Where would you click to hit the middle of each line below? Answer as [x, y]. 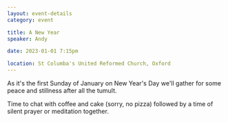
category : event [30, 20]
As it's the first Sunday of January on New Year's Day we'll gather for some [114, 83]
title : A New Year [33, 32]
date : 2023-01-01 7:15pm [43, 51]
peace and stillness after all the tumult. [62, 91]
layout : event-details [40, 13]
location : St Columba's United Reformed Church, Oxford [89, 64]
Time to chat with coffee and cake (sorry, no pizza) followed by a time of [110, 104]
